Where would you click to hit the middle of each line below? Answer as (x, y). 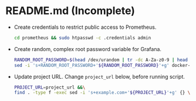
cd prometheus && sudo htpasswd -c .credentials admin (82, 38)
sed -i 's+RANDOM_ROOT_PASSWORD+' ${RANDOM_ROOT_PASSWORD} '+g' (92, 65)
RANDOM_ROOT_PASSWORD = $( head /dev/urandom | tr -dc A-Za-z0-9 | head (101, 60)
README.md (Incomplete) (70, 11)
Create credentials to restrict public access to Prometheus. (85, 27)
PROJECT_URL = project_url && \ (50, 87)
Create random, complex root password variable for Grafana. (88, 49)
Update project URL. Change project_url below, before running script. (99, 76)
